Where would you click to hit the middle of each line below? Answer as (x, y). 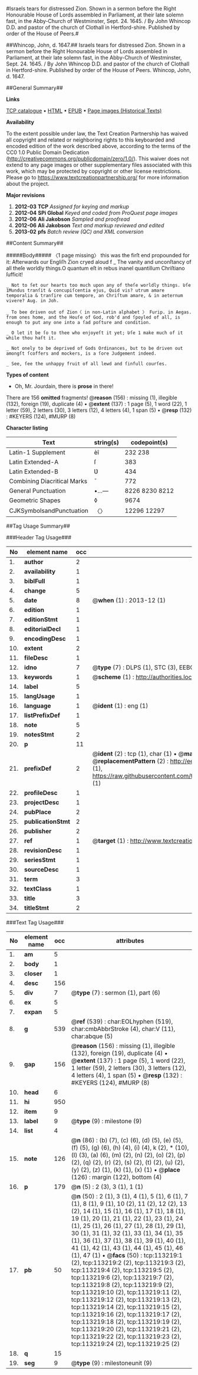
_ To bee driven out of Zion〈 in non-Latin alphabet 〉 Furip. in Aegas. (99, 312)
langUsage (40, 696)
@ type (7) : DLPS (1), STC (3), (135, 667)
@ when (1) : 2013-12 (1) (129, 600)
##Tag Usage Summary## (38, 526)
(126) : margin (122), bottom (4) (116, 1177)
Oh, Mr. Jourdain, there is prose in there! (64, 386)
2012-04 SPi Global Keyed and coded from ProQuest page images (96, 213)
